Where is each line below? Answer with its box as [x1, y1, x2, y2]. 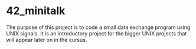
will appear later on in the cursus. [6, 36, 87, 43]
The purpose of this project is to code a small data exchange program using [6, 24, 191, 31]
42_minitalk [6, 4, 66, 18]
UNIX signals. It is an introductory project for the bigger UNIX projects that [6, 30, 187, 37]
